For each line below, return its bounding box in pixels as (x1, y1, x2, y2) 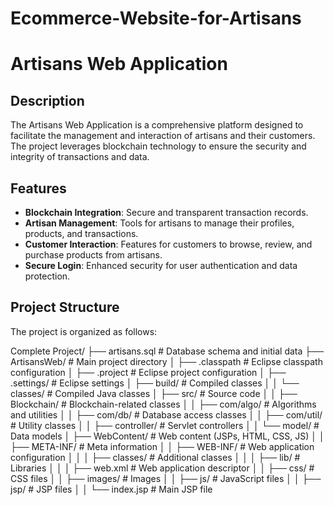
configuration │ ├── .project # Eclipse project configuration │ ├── (10, 366, 287, 378)
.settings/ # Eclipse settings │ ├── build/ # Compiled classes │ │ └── (10, 377, 300, 389)
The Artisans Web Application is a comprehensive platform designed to (10, 119, 304, 131)
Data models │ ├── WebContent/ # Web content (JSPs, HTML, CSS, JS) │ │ (10, 430, 325, 442)
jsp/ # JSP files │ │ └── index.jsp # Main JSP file (10, 483, 213, 495)
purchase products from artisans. (24, 249, 163, 261)
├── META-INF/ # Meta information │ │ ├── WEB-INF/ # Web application (10, 440, 315, 452)
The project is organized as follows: (10, 325, 158, 337)
